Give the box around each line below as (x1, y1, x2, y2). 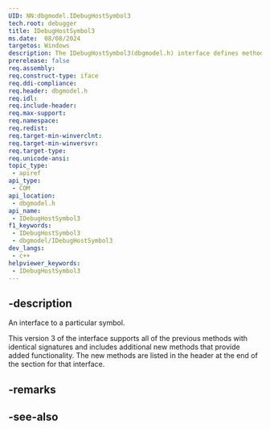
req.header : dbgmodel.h (8, 86, 88, 95)
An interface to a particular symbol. (8, 318, 125, 327)
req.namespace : (8, 117, 59, 125)
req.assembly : (8, 65, 56, 73)
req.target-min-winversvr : (8, 139, 99, 148)
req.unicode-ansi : (8, 154, 70, 162)
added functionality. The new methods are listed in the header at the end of (8, 351, 259, 360)
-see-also (8, 410, 59, 423)
